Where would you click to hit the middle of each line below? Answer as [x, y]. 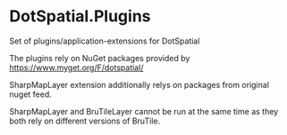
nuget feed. [30, 94]
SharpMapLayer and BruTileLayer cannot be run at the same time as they [144, 111]
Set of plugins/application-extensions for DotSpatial [105, 41]
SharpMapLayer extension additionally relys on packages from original [139, 84]
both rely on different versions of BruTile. [85, 121]
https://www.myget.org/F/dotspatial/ [76, 67]
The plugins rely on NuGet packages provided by [100, 58]
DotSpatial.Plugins [80, 16]
